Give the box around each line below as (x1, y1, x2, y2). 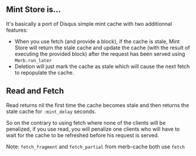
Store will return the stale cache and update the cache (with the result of (14, 44, 190, 51)
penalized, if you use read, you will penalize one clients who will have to (6, 126, 180, 133)
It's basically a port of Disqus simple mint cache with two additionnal (6, 20, 172, 27)
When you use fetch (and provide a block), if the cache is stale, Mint (14, 38, 180, 45)
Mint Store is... (6, 5, 62, 15)
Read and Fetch (6, 86, 65, 96)
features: (6, 26, 28, 33)
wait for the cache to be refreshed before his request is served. (6, 131, 160, 138)
